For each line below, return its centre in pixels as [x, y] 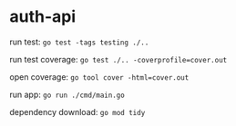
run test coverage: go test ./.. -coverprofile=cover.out [118, 59]
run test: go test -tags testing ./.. [79, 42]
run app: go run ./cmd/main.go [67, 94]
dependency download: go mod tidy [77, 111]
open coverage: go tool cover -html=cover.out [99, 77]
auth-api [43, 17]
